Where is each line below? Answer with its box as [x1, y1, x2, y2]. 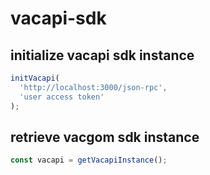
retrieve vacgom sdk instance [10, 128, 200, 146]
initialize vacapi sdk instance [10, 47, 195, 64]
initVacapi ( [10, 73, 60, 83]
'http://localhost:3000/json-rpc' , [19, 82, 168, 92]
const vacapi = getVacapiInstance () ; [10, 155, 168, 166]
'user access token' [19, 92, 105, 102]
